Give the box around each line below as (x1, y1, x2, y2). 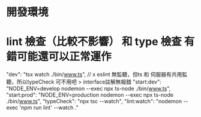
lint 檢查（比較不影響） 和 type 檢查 (6, 35, 182, 48)
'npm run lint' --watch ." (19, 104, 79, 111)
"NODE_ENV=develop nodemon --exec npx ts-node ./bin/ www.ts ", (6, 85, 171, 93)
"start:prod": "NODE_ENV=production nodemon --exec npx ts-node (6, 91, 174, 98)
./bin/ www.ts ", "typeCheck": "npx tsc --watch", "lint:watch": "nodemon (6, 98, 182, 105)
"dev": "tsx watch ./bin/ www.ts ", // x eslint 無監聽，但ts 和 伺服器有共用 (6, 71, 182, 78)
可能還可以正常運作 (17, 50, 112, 63)
